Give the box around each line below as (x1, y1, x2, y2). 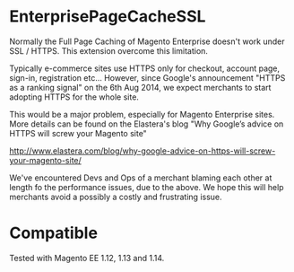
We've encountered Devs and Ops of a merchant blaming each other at (9, 172, 272, 183)
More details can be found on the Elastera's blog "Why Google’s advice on (9, 118, 284, 129)
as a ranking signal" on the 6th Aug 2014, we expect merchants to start (9, 82, 272, 92)
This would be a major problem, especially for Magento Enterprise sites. (9, 109, 275, 119)
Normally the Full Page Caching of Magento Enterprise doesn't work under (9, 36, 285, 47)
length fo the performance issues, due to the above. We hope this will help (9, 181, 284, 192)
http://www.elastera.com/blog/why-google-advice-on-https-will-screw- (9, 145, 276, 156)
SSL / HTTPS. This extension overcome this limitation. (9, 45, 209, 56)
